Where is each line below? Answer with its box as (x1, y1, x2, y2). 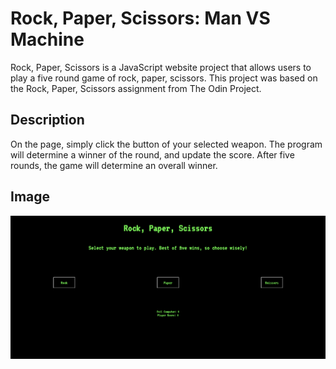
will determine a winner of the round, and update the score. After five (10, 148, 295, 161)
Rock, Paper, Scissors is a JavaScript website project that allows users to (10, 61, 312, 73)
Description (10, 112, 85, 129)
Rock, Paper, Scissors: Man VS (10, 7, 271, 30)
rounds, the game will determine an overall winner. (10, 159, 218, 171)
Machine (10, 28, 85, 51)
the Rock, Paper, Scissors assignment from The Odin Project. (10, 82, 262, 94)
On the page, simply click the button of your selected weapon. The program (10, 138, 323, 150)
